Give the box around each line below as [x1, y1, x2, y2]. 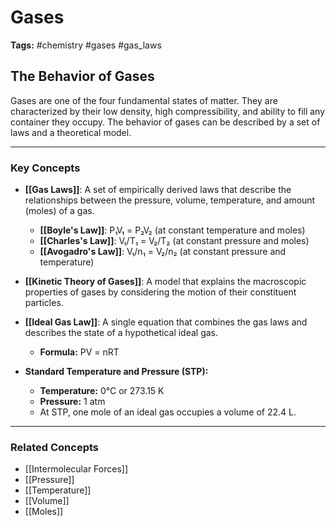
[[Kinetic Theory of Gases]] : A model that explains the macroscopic [24, 276, 307, 288]
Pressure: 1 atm [39, 396, 106, 408]
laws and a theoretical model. [10, 126, 132, 138]
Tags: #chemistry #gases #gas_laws [10, 39, 162, 51]
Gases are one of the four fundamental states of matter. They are [10, 94, 278, 106]
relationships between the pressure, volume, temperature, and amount [24, 194, 316, 206]
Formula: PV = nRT [39, 346, 120, 358]
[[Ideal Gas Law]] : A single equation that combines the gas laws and [24, 316, 308, 328]
